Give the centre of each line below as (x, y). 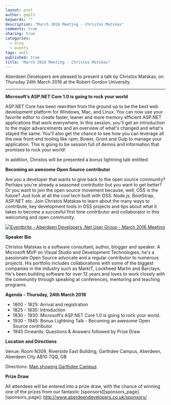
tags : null (17, 52)
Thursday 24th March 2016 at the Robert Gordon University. (68, 82)
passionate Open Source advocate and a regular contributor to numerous (82, 258)
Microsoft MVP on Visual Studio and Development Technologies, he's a (80, 252)
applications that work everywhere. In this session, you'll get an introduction (85, 123)
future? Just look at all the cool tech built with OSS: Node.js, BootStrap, (80, 196)
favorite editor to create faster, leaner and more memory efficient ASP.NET (83, 117)
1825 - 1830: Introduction (39, 310)
